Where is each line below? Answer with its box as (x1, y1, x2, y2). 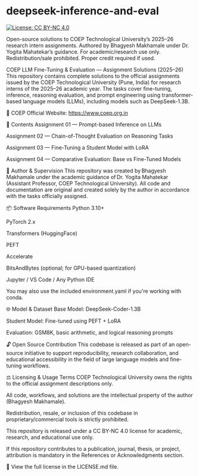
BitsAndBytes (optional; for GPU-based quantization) (6, 264, 136, 271)
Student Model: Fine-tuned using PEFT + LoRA (6, 317, 121, 324)
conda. (6, 293, 24, 301)
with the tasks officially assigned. (6, 192, 88, 199)
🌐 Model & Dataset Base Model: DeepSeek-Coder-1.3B (6, 305, 141, 313)
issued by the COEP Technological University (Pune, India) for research (6, 79, 182, 86)
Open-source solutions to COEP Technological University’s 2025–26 (6, 35, 174, 42)
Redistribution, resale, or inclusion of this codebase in (6, 409, 138, 416)
